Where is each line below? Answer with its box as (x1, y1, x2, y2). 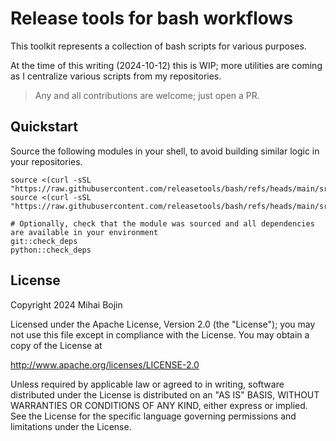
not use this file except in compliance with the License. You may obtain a (10, 328, 310, 341)
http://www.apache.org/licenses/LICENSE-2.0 (10, 358, 200, 371)
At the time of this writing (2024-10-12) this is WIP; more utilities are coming (10, 59, 323, 71)
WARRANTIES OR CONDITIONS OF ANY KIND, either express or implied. (10, 399, 308, 411)
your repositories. (10, 155, 83, 167)
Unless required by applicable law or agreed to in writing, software (10, 378, 285, 390)
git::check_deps (10, 236, 78, 246)
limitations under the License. (10, 420, 132, 432)
